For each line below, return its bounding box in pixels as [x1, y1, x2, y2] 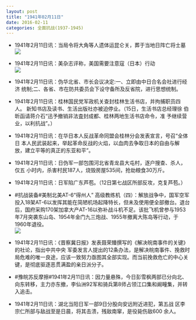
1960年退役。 [14, 221, 47, 228]
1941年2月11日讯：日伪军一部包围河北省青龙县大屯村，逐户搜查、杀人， [14, 159, 186, 167]
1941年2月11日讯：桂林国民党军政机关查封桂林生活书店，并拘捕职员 [14, 98, 176, 105]
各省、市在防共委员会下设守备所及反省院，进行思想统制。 [43, 85, 181, 92]
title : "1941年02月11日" [6, 14, 64, 20]
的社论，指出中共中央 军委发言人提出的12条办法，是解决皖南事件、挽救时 [14, 246, 190, 253]
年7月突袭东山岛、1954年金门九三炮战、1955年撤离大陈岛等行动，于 [14, 214, 179, 221]
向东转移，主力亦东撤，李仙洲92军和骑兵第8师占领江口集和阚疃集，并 [14, 281, 183, 288]
